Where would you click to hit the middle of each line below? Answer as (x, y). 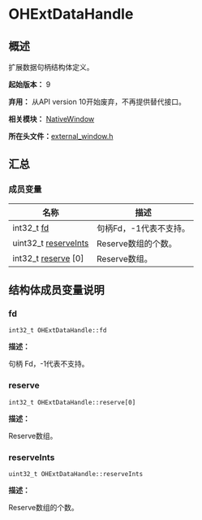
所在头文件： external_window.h (61, 136)
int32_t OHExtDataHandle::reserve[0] (72, 402)
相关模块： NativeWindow (52, 119)
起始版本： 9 (30, 84)
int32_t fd (31, 227)
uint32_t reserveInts (51, 243)
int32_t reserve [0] (48, 258)
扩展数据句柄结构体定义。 (51, 67)
